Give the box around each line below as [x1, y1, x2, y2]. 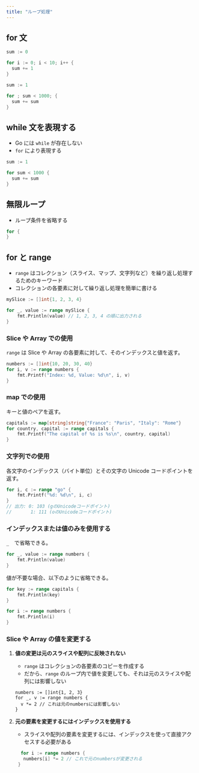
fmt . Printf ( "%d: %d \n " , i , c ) [17, 492, 93, 498]
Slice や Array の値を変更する [6, 634, 91, 643]
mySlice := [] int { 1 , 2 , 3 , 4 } [6, 297, 82, 303]
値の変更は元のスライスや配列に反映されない [14, 649, 126, 657]
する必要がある [34, 738, 72, 745]
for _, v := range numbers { [14, 695, 88, 701]
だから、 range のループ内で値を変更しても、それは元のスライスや [23, 670, 186, 677]
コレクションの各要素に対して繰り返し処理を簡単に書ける [14, 285, 158, 292]
